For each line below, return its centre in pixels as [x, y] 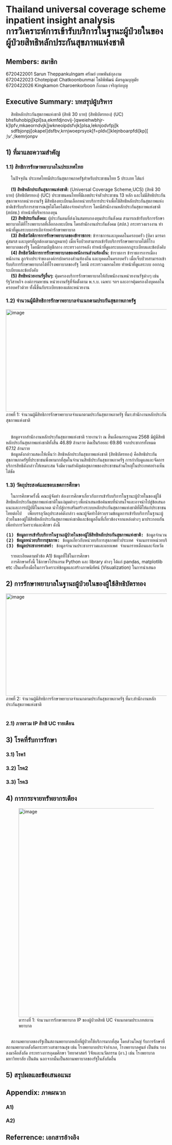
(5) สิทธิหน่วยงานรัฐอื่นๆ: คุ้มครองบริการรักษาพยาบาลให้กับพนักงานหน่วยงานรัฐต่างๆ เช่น [85, 275]
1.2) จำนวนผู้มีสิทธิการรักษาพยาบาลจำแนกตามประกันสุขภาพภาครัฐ [71, 301]
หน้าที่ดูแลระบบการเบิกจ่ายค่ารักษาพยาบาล [41, 229]
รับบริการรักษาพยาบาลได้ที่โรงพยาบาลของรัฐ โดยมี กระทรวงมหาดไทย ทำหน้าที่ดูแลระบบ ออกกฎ [85, 264]
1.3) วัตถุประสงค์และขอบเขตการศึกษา [43, 485]
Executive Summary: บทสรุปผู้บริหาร [59, 102]
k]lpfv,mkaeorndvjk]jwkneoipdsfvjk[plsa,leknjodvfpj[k [62, 125]
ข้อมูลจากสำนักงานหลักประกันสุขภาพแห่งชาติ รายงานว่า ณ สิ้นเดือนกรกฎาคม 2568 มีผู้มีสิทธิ [88, 437]
